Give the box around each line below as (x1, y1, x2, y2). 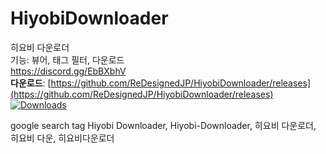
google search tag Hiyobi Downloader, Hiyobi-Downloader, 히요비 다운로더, (10, 119, 317, 131)
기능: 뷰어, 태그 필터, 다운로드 (10, 53, 125, 66)
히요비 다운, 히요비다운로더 (10, 132, 115, 144)
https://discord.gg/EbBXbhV (10, 65, 127, 77)
